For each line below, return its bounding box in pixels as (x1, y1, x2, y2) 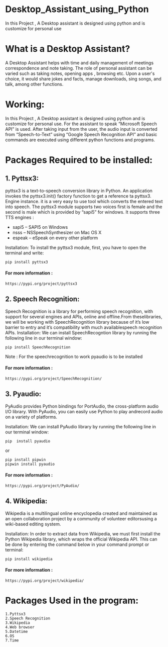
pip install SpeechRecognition (5, 344, 71, 350)
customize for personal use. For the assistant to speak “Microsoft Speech (5, 121, 157, 127)
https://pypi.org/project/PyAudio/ (5, 484, 80, 489)
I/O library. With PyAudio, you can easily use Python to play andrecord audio (5, 408, 163, 414)
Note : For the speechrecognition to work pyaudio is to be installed (5, 353, 143, 359)
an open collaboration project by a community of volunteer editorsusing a (5, 515, 157, 521)
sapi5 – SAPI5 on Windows (12, 224, 68, 230)
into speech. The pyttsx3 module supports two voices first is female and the (5, 204, 162, 210)
